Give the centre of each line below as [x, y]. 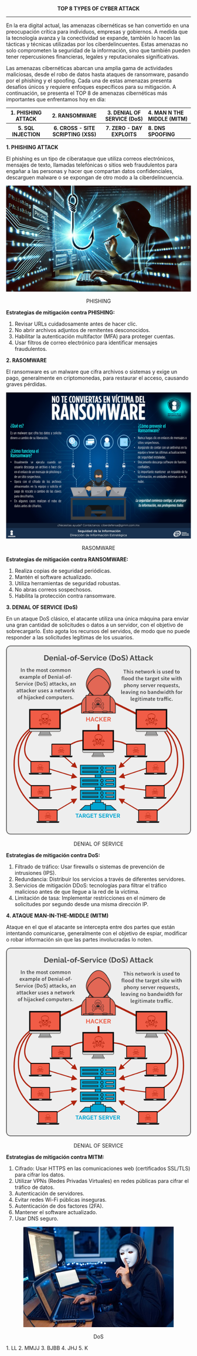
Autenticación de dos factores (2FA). [59, 1206]
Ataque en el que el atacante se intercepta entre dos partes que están [91, 927]
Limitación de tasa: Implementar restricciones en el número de [90, 898]
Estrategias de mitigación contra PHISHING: [61, 312]
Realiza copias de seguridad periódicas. [63, 571]
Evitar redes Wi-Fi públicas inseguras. [60, 1199]
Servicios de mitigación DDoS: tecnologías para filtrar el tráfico [91, 885]
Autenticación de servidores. [50, 1193]
